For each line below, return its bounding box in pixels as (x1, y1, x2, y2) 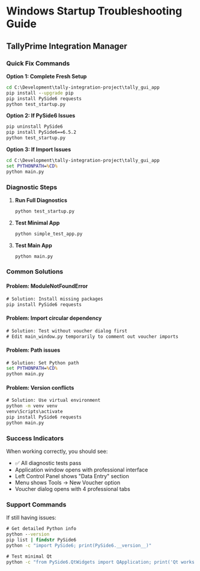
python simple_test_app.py (14, 231, 83, 237)
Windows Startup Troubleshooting (6, 4, 183, 18)
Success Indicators (6, 434, 64, 442)
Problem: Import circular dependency (6, 314, 102, 322)
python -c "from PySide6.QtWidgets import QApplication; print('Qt (6, 559, 179, 565)
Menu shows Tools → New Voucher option (14, 479, 121, 486)
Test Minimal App (14, 219, 60, 226)
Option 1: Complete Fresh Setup (6, 72, 87, 80)
